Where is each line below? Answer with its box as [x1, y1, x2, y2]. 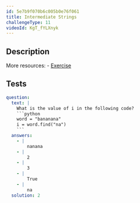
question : [6, 94, 30, 100]
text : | [11, 100, 30, 106]
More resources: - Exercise [6, 62, 72, 69]
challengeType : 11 [6, 19, 51, 25]
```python [16, 111, 41, 117]
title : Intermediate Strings [6, 14, 77, 20]
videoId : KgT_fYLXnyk [6, 25, 59, 31]
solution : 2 [11, 192, 41, 198]
